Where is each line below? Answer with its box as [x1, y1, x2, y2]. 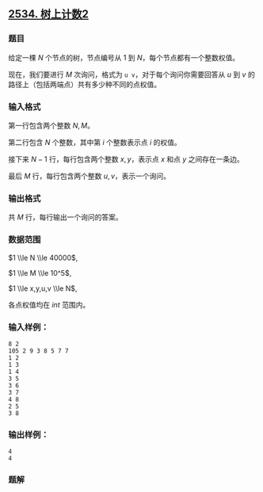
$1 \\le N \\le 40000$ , [8, 253, 78, 262]
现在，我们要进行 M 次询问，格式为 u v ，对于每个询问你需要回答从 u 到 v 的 [8, 70, 255, 79]
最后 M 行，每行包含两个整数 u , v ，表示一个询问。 [8, 171, 170, 181]
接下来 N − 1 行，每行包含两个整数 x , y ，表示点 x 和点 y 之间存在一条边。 [8, 154, 244, 164]
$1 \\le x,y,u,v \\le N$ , [8, 284, 78, 293]
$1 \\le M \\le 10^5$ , [8, 268, 72, 277]
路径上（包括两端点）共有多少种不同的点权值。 [8, 79, 161, 89]
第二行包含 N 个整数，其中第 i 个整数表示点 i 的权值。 [8, 137, 181, 147]
